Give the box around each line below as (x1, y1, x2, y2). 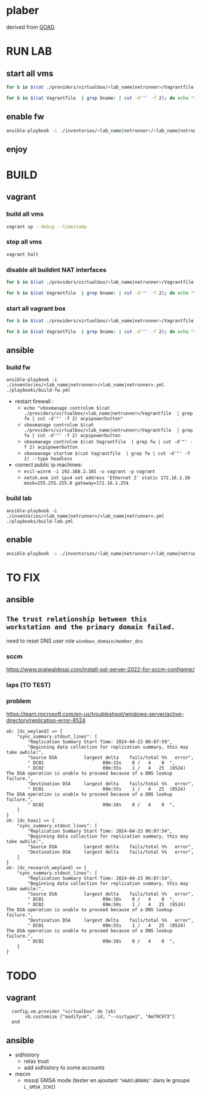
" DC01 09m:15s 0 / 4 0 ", (28, 760, 175, 766)
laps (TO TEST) (6, 681, 51, 689)
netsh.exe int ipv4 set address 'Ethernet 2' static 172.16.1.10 (23, 475, 190, 481)
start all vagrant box (6, 304, 66, 313)
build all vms (6, 210, 44, 218)
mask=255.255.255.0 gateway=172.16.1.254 (23, 481, 129, 487)
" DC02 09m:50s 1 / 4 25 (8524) (28, 902, 186, 908)
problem (6, 696, 32, 705)
